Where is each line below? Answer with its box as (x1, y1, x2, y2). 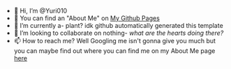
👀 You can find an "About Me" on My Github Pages (13, 14, 161, 22)
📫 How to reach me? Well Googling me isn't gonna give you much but (13, 37, 216, 45)
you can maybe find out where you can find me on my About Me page (13, 47, 216, 55)
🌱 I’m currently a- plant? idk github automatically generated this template (13, 22, 223, 29)
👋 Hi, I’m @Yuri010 (13, 7, 68, 15)
